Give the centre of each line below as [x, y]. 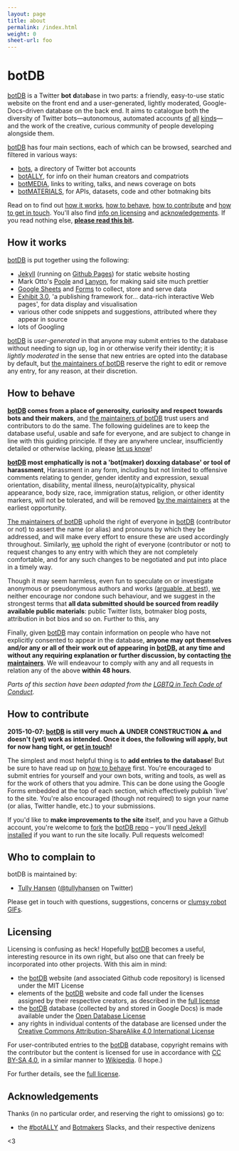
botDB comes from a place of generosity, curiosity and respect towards [115, 410]
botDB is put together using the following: [68, 260]
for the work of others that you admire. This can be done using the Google [116, 783]
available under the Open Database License [81, 1016]
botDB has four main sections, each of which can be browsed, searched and [119, 148]
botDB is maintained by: [42, 874]
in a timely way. [30, 567]
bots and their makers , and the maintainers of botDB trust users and [108, 418]
